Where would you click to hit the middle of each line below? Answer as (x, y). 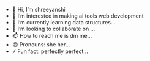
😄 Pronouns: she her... (41, 45)
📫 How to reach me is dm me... (52, 36)
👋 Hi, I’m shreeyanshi (39, 9)
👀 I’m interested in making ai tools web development (78, 16)
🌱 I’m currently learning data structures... (64, 22)
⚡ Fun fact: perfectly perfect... (50, 51)
